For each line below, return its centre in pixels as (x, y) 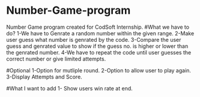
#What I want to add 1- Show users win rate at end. (70, 88)
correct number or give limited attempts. (56, 59)
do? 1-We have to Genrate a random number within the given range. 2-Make (100, 33)
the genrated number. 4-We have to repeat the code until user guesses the (99, 52)
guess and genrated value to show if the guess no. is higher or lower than (97, 46)
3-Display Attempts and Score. (44, 77)
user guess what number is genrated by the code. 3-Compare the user (94, 40)
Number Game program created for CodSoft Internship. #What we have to (98, 27)
